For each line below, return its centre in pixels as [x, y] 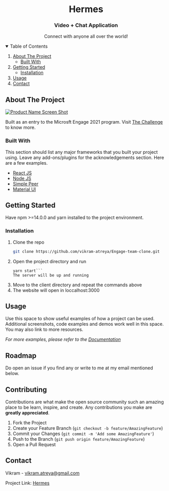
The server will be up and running [51, 275]
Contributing [26, 390]
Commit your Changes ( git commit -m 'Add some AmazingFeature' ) [83, 434]
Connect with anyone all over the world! [86, 36]
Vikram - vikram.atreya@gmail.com [43, 473]
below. [12, 374]
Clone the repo [28, 242]
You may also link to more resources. [44, 329]
